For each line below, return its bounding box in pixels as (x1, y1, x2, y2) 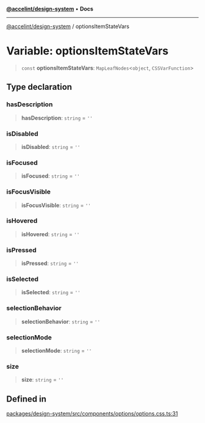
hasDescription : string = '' (21, 114, 93, 121)
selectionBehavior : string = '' (21, 317, 101, 325)
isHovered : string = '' (21, 230, 80, 237)
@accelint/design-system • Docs (6, 5, 93, 12)
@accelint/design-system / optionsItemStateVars (6, 23, 130, 30)
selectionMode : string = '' (21, 347, 92, 354)
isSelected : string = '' (21, 289, 81, 296)
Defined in (6, 394, 47, 404)
